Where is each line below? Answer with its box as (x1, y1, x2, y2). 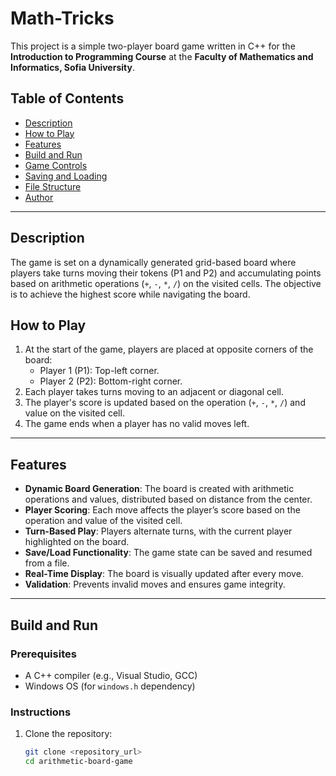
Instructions (10, 705, 72, 719)
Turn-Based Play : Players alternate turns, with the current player (24, 525, 293, 537)
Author (24, 191, 54, 203)
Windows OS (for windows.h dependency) (24, 680, 196, 692)
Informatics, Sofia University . (10, 61, 135, 73)
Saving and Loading (24, 170, 108, 182)
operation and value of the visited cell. (24, 515, 183, 527)
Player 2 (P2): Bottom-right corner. (39, 375, 183, 387)
